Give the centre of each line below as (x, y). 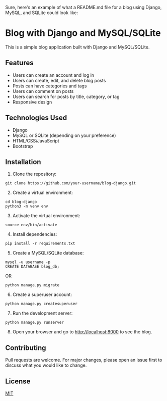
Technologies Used (36, 118)
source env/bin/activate (31, 225)
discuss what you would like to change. (46, 365)
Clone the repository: (34, 174)
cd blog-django (21, 202)
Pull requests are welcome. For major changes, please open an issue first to (84, 360)
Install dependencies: (35, 234)
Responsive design (32, 102)
